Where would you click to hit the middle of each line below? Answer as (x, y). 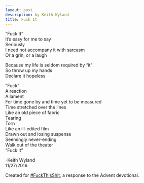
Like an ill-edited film (27, 129)
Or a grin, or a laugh (26, 55)
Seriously (15, 45)
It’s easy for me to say (28, 39)
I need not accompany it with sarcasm (45, 50)
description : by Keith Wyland (37, 15)
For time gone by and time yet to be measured (53, 102)
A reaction (16, 91)
